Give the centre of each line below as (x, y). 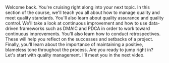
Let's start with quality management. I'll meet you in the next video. (75, 55)
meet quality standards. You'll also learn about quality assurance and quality (84, 18)
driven (12, 28)
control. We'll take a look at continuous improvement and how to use (76, 23)
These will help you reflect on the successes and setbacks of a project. (79, 39)
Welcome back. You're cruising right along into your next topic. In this (78, 7)
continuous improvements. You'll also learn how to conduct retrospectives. (83, 34)
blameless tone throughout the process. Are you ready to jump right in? (79, 50)
